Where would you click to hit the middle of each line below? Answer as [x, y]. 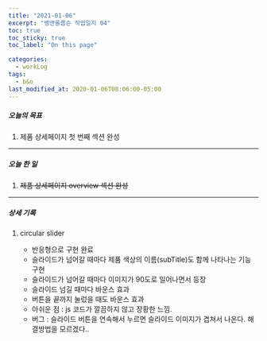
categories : [28, 60]
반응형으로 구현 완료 [62, 250]
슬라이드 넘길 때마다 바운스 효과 [80, 289]
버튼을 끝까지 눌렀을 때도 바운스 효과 [88, 300]
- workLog [31, 67]
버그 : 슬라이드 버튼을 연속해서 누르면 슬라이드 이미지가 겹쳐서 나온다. [139, 320]
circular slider [42, 233]
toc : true [25, 30]
